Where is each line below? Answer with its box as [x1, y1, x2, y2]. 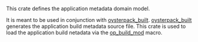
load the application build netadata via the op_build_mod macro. [6, 29, 163, 36]
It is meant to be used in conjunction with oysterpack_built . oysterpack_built [6, 17, 192, 23]
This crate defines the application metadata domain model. [6, 5, 150, 12]
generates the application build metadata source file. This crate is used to [6, 23, 186, 30]
